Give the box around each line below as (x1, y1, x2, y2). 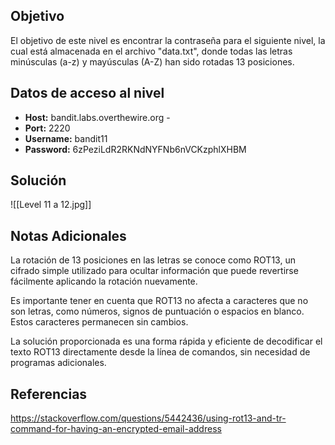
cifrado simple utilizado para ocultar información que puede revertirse (10, 265, 299, 277)
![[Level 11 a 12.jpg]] (10, 199, 92, 211)
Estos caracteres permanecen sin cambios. (10, 316, 189, 328)
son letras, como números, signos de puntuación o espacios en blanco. (10, 305, 305, 318)
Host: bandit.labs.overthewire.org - (24, 111, 171, 123)
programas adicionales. (10, 357, 107, 369)
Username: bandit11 (24, 132, 108, 144)
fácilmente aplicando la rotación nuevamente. (10, 275, 198, 288)
